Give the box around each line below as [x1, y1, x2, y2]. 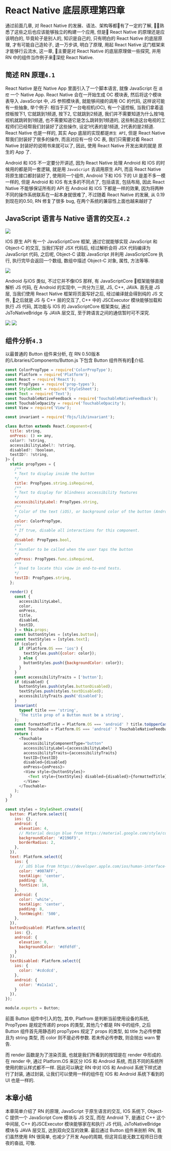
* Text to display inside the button [14, 471, 95, 476]
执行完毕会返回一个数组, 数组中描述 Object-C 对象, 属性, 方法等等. [12, 257, 150, 263]
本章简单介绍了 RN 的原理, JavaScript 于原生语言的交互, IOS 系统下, [5, 1108, 147, 1114]
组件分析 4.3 [5, 336, 43, 345]
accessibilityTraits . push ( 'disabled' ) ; [18, 693, 103, 699]
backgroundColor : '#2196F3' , [18, 835, 81, 841]
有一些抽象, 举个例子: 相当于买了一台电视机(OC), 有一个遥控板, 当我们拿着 [5, 104, 159, 110]
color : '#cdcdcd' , [18, 968, 58, 973]
